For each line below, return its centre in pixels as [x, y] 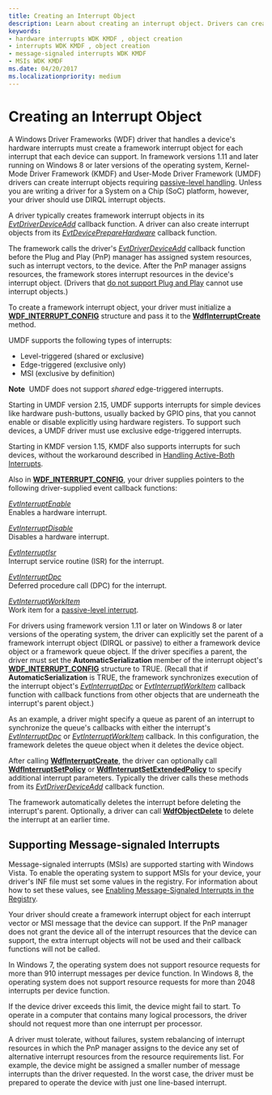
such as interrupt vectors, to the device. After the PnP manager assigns [127, 266]
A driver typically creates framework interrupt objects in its [106, 215]
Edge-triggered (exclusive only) [73, 364]
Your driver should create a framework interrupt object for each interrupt [130, 915]
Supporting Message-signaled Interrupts [114, 844]
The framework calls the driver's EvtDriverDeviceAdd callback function [127, 248]
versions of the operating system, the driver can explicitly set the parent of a [136, 634]
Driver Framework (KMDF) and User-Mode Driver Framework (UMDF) [145, 173]
